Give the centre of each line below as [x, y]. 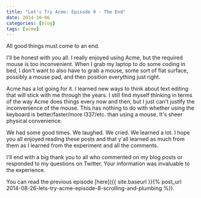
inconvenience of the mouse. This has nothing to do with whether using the [100, 108]
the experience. [26, 170]
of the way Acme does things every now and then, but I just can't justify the [100, 102]
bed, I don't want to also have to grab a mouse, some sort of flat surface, [97, 71]
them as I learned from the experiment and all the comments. [82, 145]
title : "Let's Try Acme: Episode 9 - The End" [66, 12]
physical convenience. [34, 121]
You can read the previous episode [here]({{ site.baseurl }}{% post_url [94, 182]
